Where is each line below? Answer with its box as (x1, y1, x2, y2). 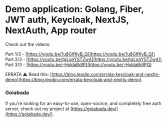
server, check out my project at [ (5, 106, 72, 112)
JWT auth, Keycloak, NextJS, (5, 14, 129, 25)
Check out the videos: (5, 41, 51, 47)
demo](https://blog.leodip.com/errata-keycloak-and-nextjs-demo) (5, 76, 141, 82)
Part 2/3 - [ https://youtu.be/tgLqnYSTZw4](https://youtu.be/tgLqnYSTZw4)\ (5, 56, 162, 62)
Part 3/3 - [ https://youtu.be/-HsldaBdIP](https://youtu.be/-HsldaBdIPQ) (5, 61, 152, 67)
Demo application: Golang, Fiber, (5, 3, 144, 15)
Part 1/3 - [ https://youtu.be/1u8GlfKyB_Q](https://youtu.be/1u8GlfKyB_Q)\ (5, 51, 155, 57)
